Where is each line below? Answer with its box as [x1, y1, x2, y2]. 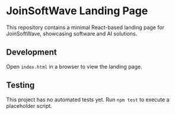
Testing [6, 80, 35, 90]
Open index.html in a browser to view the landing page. [6, 63, 142, 70]
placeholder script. [6, 102, 52, 109]
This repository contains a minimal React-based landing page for [6, 24, 165, 31]
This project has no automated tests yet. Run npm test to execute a [6, 96, 170, 103]
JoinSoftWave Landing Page [6, 4, 148, 18]
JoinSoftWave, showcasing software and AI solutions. [6, 30, 138, 37]
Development [6, 47, 58, 57]
